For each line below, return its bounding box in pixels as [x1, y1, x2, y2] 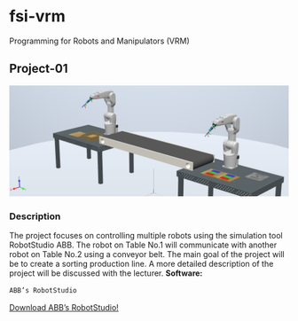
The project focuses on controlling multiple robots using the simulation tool [9, 230, 283, 240]
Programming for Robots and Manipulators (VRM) [9, 35, 190, 46]
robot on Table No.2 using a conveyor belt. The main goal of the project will [9, 248, 286, 259]
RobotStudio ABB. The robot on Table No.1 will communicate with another [9, 239, 278, 250]
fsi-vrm [9, 6, 66, 27]
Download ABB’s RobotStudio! [9, 301, 120, 312]
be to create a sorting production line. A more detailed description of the [9, 258, 274, 269]
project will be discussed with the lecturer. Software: [9, 268, 203, 278]
